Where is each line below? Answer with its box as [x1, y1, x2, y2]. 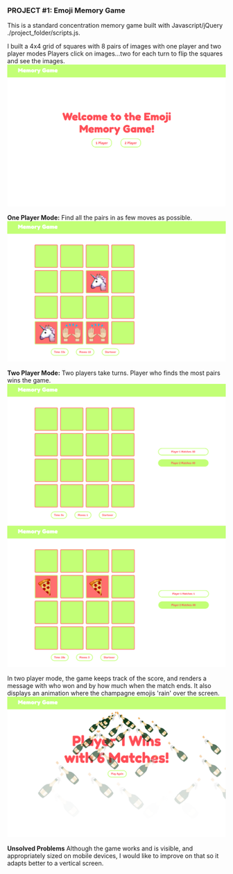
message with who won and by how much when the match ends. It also [7, 681, 212, 689]
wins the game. [7, 376, 51, 384]
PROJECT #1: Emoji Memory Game [7, 6, 126, 15]
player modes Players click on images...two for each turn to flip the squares [7, 49, 223, 58]
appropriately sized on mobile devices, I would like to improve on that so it [7, 852, 219, 860]
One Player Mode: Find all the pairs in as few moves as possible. [7, 213, 193, 221]
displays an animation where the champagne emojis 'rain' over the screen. [7, 689, 220, 697]
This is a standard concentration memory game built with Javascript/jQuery [7, 22, 223, 30]
